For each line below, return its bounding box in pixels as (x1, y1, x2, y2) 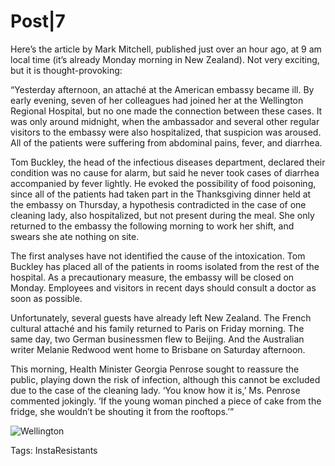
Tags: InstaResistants (10, 444, 98, 456)
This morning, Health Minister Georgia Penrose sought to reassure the (10, 363, 300, 375)
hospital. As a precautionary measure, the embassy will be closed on (10, 271, 295, 283)
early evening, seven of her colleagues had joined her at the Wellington (10, 94, 304, 106)
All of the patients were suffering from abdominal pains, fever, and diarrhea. (10, 136, 323, 149)
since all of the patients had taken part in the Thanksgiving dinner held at (10, 188, 312, 200)
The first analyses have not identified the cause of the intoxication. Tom (10, 250, 306, 262)
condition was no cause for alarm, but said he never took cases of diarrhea (10, 166, 320, 179)
